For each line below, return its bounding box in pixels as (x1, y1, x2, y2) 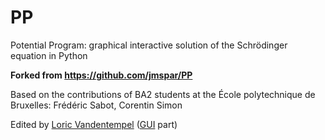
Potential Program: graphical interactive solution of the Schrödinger (10, 39, 288, 51)
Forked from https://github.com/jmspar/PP (10, 69, 193, 81)
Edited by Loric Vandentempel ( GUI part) (10, 118, 178, 130)
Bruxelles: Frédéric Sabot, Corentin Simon (10, 99, 183, 111)
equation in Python (10, 49, 88, 61)
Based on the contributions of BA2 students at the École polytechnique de (10, 88, 316, 100)
